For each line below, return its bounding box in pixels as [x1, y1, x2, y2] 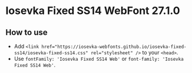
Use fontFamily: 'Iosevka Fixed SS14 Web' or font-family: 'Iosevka [14, 55, 184, 62]
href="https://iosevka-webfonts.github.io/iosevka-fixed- [41, 44, 187, 50]
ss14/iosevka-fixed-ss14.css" [14, 50, 89, 56]
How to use [5, 27, 48, 37]
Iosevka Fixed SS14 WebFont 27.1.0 [5, 4, 180, 18]
